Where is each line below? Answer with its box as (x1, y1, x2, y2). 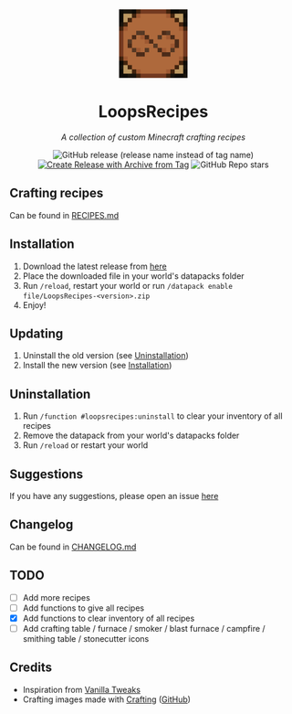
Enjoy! (22, 299, 47, 310)
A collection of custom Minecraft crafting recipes (60, 132, 246, 143)
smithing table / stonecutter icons (22, 633, 150, 644)
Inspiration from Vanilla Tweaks (22, 684, 141, 695)
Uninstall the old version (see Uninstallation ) (22, 350, 189, 361)
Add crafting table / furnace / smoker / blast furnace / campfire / (22, 623, 266, 634)
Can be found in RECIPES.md (9, 209, 120, 220)
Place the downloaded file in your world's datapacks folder (22, 270, 245, 282)
